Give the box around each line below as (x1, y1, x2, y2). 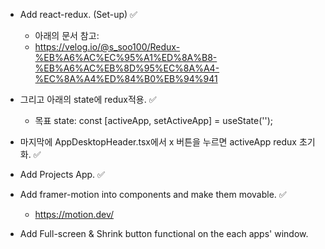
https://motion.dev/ (34, 209, 115, 220)
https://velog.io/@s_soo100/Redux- (34, 41, 181, 53)
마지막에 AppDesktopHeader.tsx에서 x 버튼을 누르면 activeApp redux (19, 136, 297, 148)
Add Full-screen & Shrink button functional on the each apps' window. (19, 228, 309, 239)
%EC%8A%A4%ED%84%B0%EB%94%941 (34, 73, 218, 84)
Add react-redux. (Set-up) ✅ (19, 9, 138, 20)
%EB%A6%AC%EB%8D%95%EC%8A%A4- (34, 62, 220, 74)
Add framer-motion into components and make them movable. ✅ (19, 189, 287, 200)
